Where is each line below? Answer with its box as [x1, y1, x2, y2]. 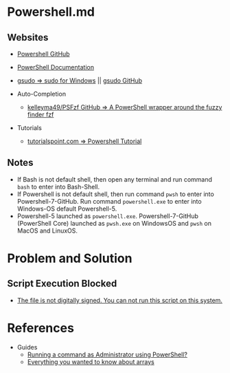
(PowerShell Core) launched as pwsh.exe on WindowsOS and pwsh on [16, 219, 211, 227]
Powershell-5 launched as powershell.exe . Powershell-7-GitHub [16, 211, 199, 220]
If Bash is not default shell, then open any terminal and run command [16, 175, 213, 183]
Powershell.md [7, 4, 95, 20]
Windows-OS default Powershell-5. [16, 204, 117, 213]
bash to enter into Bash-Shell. [16, 182, 100, 191]
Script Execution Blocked [7, 278, 117, 290]
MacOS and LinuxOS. [16, 226, 78, 235]
